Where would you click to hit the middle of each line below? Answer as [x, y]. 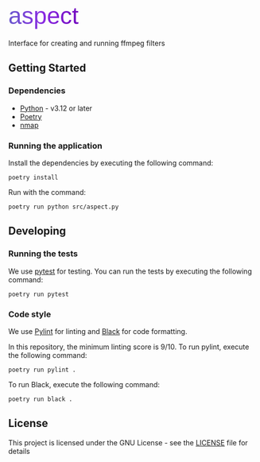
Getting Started [47, 68]
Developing [37, 231]
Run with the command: [47, 192]
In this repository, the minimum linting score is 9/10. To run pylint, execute [129, 347]
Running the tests [43, 254]
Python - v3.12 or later [56, 108]
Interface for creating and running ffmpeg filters [87, 43]
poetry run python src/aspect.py [64, 207]
